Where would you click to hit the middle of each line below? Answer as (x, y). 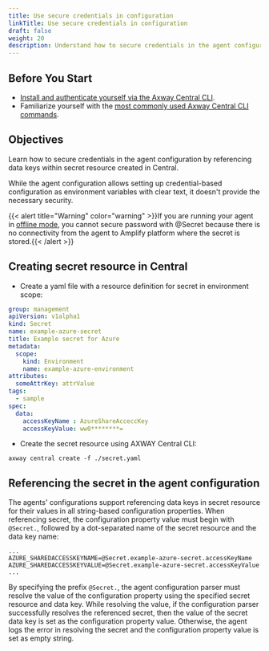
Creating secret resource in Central (98, 267)
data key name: (34, 537)
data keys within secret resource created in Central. (94, 167)
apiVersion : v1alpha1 (44, 317)
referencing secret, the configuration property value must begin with (121, 519)
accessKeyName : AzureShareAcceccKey (86, 421)
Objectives (36, 140)
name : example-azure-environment (78, 369)
